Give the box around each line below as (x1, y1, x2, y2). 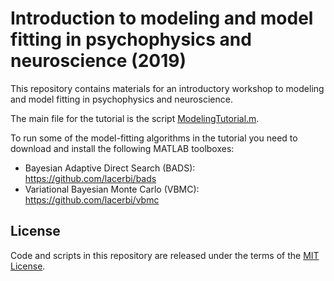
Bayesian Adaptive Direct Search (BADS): (24, 162, 196, 174)
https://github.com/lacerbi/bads (24, 172, 157, 184)
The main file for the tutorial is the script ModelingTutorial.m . (10, 112, 260, 124)
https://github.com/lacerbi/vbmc (24, 193, 160, 206)
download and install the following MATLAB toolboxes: (10, 142, 235, 154)
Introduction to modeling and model (10, 7, 314, 30)
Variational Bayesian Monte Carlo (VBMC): (24, 183, 200, 195)
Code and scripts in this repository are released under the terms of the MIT (10, 249, 320, 261)
